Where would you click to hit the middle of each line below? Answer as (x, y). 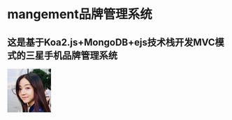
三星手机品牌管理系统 (71, 55)
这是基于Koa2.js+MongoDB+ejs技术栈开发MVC (111, 42)
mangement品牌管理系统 (80, 14)
